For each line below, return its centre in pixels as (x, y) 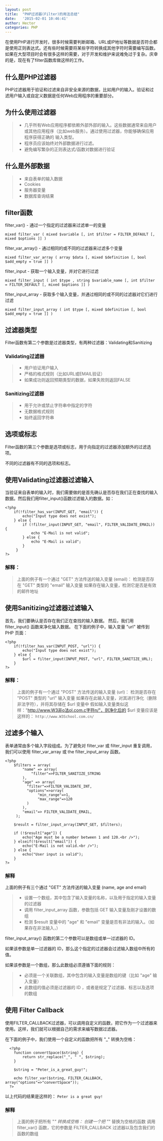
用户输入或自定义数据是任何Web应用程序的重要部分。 (63, 96)
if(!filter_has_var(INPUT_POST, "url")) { (57, 646)
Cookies (33, 184)
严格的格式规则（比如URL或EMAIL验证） (65, 374)
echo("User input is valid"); (53, 854)
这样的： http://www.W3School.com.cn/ (56, 716)
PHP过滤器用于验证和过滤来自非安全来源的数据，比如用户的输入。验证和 (77, 89)
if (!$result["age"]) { (38, 833)
